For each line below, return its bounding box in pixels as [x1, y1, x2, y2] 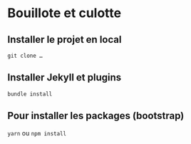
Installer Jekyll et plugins [7, 71, 122, 83]
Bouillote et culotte [7, 5, 122, 21]
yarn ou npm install [7, 128, 66, 137]
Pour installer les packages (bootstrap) [7, 110, 185, 122]
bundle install [7, 91, 53, 98]
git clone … [7, 52, 43, 59]
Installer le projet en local [7, 34, 122, 46]
